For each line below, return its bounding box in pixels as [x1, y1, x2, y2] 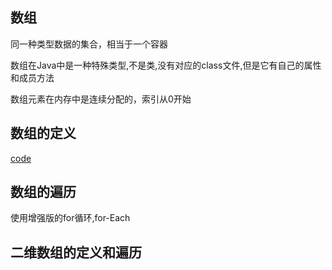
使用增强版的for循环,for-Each [10, 212, 131, 224]
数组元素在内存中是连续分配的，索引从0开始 [10, 93, 192, 105]
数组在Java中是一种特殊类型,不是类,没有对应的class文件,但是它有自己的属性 [10, 59, 322, 71]
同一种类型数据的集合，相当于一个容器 [10, 38, 168, 50]
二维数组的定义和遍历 [10, 244, 142, 261]
